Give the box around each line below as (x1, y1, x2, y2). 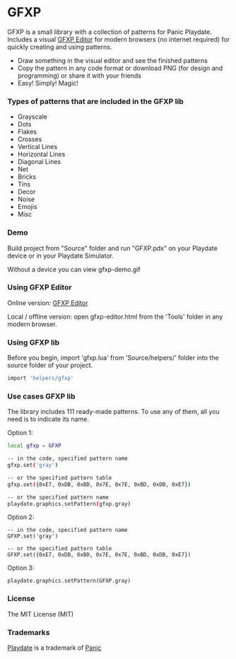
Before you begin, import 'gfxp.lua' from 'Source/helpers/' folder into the (7, 354, 219, 362)
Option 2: (7, 513, 35, 521)
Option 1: (7, 429, 33, 437)
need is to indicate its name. (7, 415, 90, 424)
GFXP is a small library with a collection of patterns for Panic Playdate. (7, 28, 212, 36)
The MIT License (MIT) (7, 610, 74, 618)
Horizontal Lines (17, 150, 66, 159)
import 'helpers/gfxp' (7, 375, 74, 382)
